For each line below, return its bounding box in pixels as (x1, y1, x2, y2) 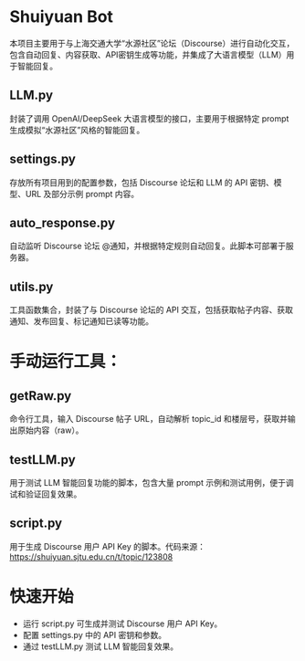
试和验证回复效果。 (9, 488, 82, 499)
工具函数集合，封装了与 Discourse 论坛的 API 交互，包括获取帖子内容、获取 (9, 304, 294, 316)
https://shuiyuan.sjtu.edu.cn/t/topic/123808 (9, 551, 174, 562)
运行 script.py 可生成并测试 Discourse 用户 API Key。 (22, 618, 223, 629)
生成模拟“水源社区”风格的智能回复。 (9, 124, 145, 135)
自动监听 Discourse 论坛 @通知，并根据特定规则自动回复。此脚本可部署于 (9, 240, 286, 252)
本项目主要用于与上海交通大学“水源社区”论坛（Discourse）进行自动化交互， (9, 37, 295, 48)
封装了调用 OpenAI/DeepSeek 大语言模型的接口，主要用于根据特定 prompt (9, 112, 289, 124)
